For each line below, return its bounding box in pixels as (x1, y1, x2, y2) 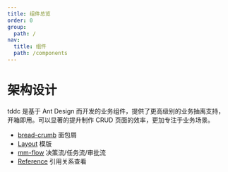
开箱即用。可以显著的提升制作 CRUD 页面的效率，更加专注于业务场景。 (7, 116, 214, 124)
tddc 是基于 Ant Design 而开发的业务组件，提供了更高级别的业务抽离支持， (7, 106, 224, 115)
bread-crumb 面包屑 (17, 130, 77, 139)
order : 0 (7, 17, 33, 24)
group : (7, 23, 27, 30)
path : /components (13, 50, 68, 57)
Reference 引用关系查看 (17, 156, 87, 166)
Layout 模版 (17, 139, 52, 148)
